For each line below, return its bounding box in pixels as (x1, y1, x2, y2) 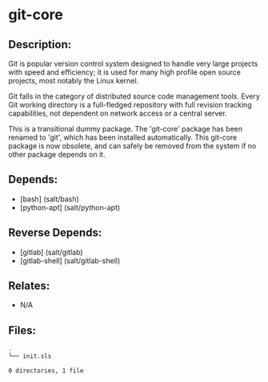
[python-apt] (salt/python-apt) (19, 202, 121, 212)
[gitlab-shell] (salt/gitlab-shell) (19, 255, 121, 266)
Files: (8, 323, 36, 337)
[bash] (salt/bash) (19, 194, 80, 204)
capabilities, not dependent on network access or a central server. (8, 108, 227, 118)
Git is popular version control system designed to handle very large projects (8, 59, 258, 68)
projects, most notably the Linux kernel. (8, 76, 139, 85)
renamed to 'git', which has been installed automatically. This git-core (8, 132, 238, 142)
